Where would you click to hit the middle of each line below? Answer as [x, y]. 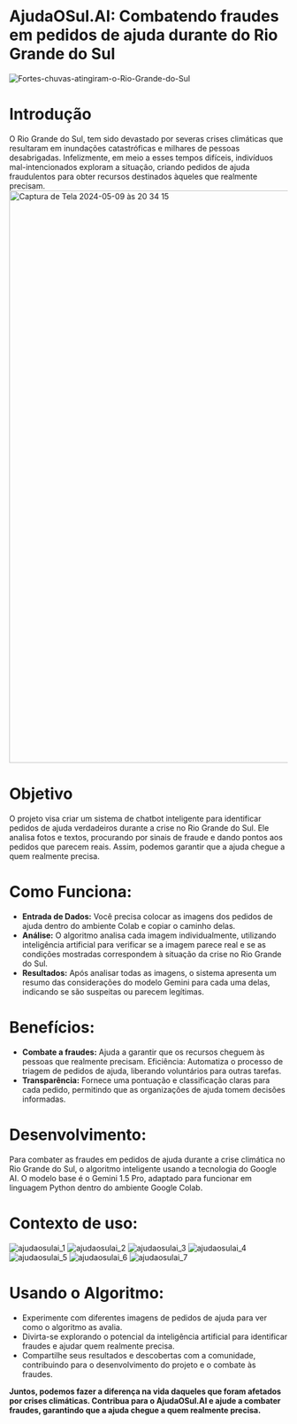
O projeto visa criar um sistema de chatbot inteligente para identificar [135, 818]
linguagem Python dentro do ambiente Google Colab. [106, 1188]
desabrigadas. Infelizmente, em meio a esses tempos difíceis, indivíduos [141, 158]
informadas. [44, 1099]
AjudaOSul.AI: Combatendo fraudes [144, 16]
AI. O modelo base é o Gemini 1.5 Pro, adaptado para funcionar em [130, 1178]
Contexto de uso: [74, 1223]
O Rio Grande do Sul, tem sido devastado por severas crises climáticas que [146, 138]
